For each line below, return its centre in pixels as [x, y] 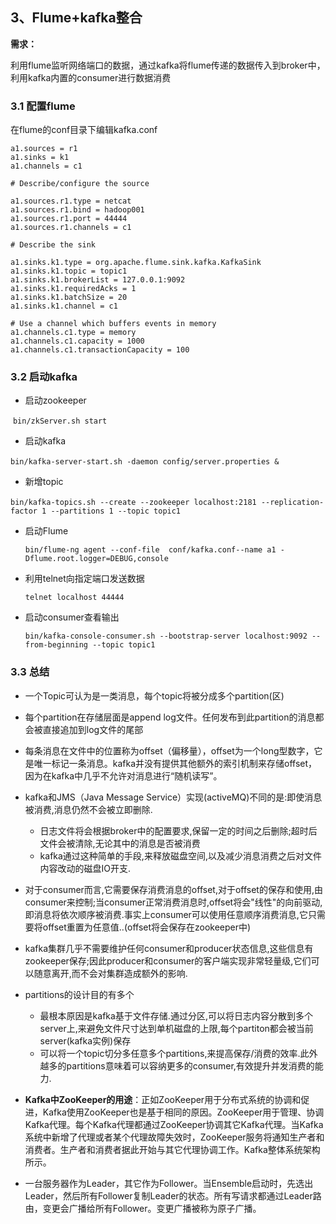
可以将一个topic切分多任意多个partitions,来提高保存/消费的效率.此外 [178, 1053]
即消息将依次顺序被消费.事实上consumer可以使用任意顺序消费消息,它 [166, 914]
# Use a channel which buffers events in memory [113, 324]
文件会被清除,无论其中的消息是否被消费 [120, 843]
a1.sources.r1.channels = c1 [71, 228]
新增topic [44, 482]
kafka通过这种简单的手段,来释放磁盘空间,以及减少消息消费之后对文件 [180, 855]
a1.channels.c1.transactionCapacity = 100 [100, 350]
